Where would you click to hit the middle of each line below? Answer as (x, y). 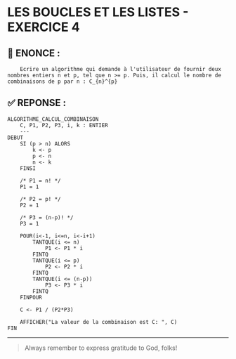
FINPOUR (31, 297)
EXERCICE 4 (44, 27)
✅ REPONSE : (37, 103)
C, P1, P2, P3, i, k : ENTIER (64, 125)
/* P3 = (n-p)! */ (47, 217)
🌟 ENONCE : (34, 53)
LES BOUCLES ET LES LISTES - (98, 12)
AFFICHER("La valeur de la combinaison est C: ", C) (99, 322)
